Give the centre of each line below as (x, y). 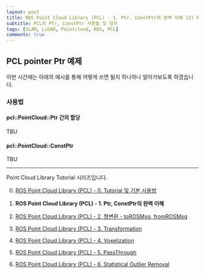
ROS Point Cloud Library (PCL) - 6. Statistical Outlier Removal (92, 264)
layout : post (23, 12)
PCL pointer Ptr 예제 (44, 61)
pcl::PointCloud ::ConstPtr (40, 146)
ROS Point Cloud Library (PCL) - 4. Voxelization (74, 241)
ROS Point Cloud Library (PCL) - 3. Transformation (78, 229)
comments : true (26, 35)
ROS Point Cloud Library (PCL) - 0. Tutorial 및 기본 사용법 (86, 191)
